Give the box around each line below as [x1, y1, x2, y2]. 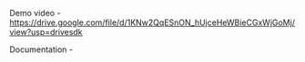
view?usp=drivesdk [9, 27, 84, 37]
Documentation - [9, 44, 73, 55]
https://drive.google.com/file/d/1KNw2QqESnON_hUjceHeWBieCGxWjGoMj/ [9, 17, 296, 28]
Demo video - [9, 8, 61, 18]
